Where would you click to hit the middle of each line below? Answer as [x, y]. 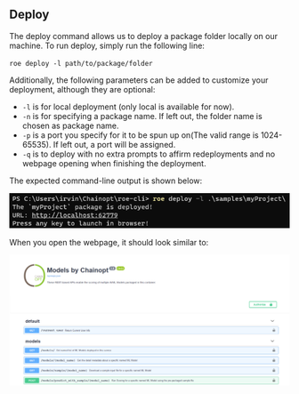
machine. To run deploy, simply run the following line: [107, 45]
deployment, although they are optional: [82, 89]
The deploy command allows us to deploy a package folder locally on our [144, 36]
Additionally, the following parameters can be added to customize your [139, 80]
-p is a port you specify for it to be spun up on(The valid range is [141, 135]
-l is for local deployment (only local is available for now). [128, 107]
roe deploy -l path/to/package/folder [81, 63]
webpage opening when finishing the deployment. [114, 163]
